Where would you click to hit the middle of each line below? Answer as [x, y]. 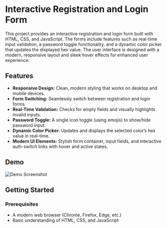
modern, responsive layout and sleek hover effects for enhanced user [77, 55]
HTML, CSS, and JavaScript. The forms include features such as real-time [81, 39]
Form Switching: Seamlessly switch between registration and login [81, 98]
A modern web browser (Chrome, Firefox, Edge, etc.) [67, 215]
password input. [29, 125]
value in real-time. [31, 135]
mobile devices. [29, 93]
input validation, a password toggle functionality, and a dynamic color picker [83, 44]
